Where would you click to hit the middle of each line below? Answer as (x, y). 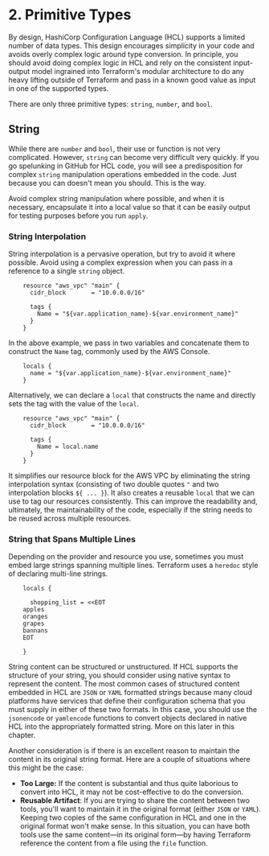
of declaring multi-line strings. (58, 574)
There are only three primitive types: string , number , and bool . (110, 104)
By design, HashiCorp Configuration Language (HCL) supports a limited (127, 37)
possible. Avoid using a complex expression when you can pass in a (120, 262)
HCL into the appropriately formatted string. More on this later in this (122, 726)
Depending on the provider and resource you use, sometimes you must (126, 557)
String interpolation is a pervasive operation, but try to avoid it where (122, 254)
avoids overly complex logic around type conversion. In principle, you (123, 54)
